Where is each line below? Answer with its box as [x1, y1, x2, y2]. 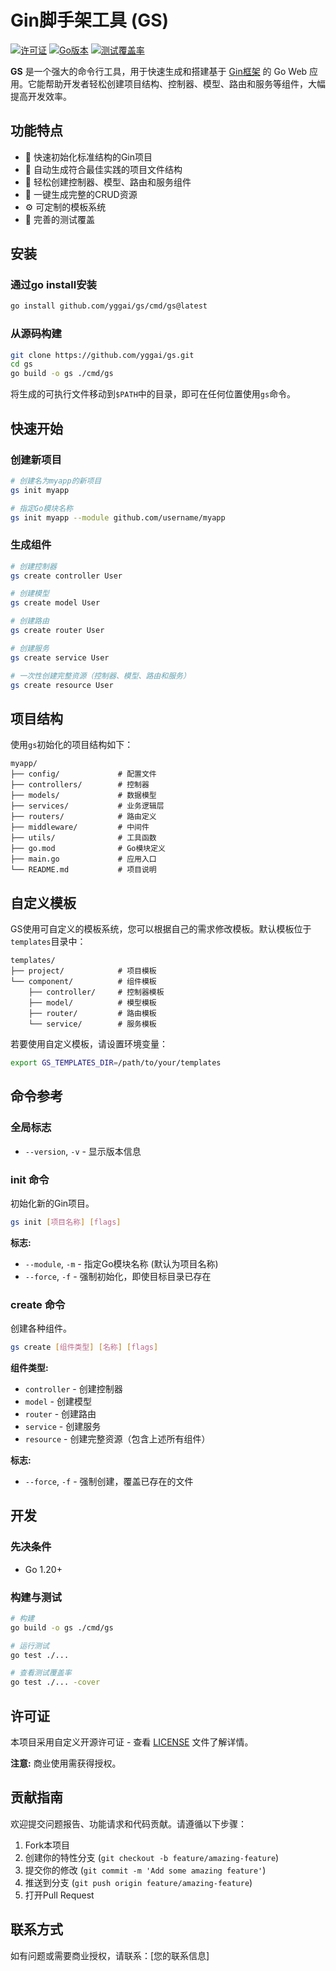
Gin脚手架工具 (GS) [10, 9, 170, 32]
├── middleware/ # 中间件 [10, 822, 150, 833]
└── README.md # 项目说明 [10, 865, 157, 875]
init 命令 [10, 1172, 50, 1186]
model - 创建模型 [24, 1396, 92, 1407]
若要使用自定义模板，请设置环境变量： [10, 1038, 168, 1050]
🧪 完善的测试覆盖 [24, 213, 95, 225]
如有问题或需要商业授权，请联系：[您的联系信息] [10, 1949, 210, 1961]
